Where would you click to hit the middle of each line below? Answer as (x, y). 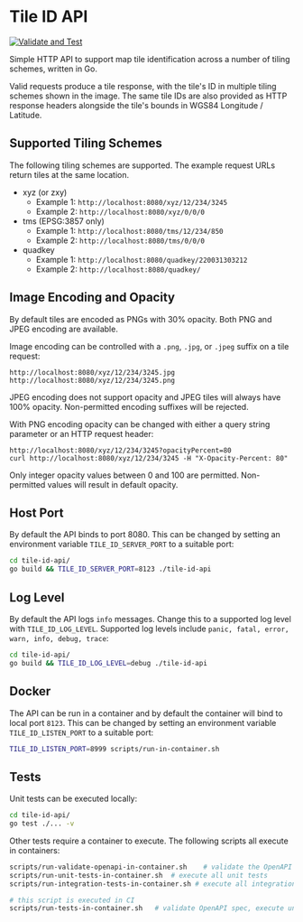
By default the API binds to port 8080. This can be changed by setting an (145, 535)
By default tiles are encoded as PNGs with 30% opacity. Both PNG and (141, 319)
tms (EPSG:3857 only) (64, 221)
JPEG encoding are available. (64, 329)
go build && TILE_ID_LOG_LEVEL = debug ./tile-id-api (108, 663)
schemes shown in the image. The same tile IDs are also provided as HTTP (148, 96)
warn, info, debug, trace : (59, 638)
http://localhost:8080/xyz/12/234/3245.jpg (92, 372)
